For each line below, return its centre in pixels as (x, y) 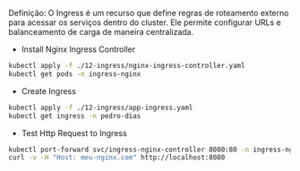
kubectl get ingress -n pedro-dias (75, 115)
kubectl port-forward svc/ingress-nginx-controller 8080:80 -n (129, 150)
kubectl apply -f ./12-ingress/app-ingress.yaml (101, 107)
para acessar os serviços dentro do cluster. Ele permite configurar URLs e (145, 22)
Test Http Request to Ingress (74, 133)
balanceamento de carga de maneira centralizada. (101, 32)
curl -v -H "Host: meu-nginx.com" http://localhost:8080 (117, 158)
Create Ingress (49, 91)
